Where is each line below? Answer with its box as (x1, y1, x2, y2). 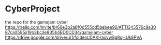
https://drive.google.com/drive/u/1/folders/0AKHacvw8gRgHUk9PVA (5, 34, 143, 40)
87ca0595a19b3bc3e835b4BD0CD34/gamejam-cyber (5, 29, 114, 35)
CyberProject (5, 3, 60, 14)
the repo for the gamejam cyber (5, 19, 69, 25)
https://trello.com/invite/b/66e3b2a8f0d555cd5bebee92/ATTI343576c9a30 (5, 24, 156, 30)
